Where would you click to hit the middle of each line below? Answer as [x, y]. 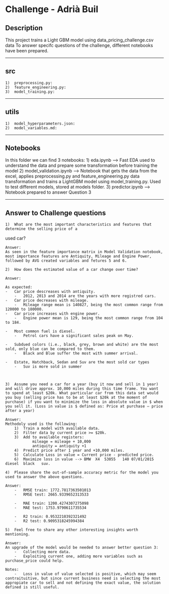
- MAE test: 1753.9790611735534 [50, 508]
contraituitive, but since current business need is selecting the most [83, 578]
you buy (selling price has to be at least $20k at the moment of [76, 398]
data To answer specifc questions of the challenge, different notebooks [79, 45]
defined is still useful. [32, 587]
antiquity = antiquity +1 [59, 446]
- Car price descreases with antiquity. [50, 292]
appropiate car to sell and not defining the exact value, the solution [83, 583]
